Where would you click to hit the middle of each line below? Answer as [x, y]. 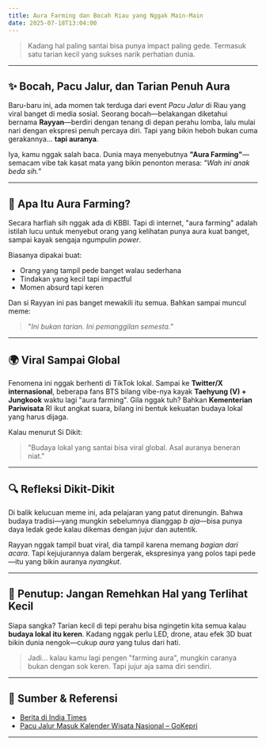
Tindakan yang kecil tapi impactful [76, 279]
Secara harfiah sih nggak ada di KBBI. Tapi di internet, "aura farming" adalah [133, 223]
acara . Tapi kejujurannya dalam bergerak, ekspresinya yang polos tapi [123, 553]
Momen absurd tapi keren [62, 287]
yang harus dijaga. [38, 417]
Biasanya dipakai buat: [45, 256]
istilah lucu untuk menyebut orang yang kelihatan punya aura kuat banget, [129, 232]
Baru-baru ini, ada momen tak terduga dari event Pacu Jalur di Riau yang [127, 106]
